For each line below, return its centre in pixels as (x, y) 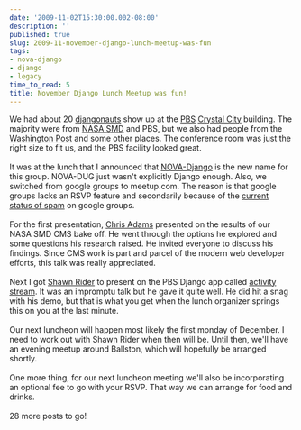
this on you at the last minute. (64, 310)
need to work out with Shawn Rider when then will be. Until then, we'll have (149, 339)
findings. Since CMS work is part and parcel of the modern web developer (147, 252)
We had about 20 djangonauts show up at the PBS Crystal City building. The (151, 119)
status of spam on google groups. (72, 205)
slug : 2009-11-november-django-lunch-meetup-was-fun (110, 43)
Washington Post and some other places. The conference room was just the (150, 138)
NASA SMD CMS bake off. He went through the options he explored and (143, 233)
